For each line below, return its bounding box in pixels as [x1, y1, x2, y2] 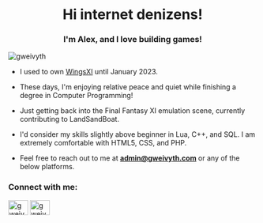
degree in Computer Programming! [19, 91, 133, 100]
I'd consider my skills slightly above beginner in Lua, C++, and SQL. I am [19, 130, 256, 139]
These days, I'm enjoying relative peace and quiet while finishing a [19, 82, 237, 92]
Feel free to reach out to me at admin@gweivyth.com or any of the [19, 153, 240, 163]
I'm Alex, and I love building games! [62, 34, 203, 45]
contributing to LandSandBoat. [19, 115, 120, 124]
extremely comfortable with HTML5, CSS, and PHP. [19, 138, 187, 148]
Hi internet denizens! [62, 6, 203, 24]
